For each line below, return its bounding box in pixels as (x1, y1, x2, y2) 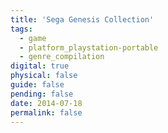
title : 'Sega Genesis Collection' (10, 14, 155, 25)
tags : (10, 24, 33, 34)
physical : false (10, 71, 78, 81)
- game (19, 33, 47, 43)
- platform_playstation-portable (19, 42, 159, 53)
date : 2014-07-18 (10, 98, 83, 108)
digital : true (10, 61, 70, 71)
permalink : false (10, 107, 83, 118)
